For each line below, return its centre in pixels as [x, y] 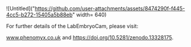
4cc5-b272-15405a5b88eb [39, 15]
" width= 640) [89, 15]
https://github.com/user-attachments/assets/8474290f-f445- [110, 9]
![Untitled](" [21, 9]
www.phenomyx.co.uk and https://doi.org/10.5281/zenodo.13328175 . [90, 37]
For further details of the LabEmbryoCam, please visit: [72, 26]
